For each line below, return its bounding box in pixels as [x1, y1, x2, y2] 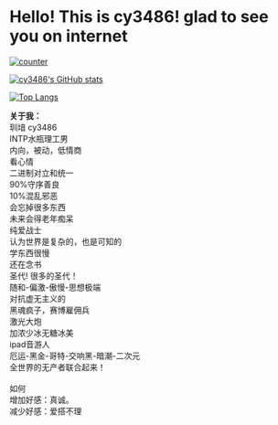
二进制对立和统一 [9, 167, 74, 178]
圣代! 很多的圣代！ [9, 270, 79, 281]
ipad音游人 [9, 338, 50, 349]
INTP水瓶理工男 [9, 133, 69, 143]
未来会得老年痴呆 [9, 213, 74, 224]
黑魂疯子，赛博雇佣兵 [9, 304, 90, 315]
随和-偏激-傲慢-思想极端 [9, 282, 102, 292]
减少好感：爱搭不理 [9, 405, 82, 417]
